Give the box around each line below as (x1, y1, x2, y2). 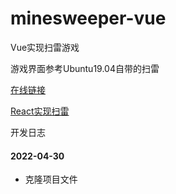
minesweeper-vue (10, 7, 167, 30)
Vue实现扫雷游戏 (10, 41, 80, 53)
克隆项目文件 (24, 173, 78, 186)
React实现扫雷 (10, 105, 70, 117)
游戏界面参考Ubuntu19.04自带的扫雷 (10, 62, 160, 74)
